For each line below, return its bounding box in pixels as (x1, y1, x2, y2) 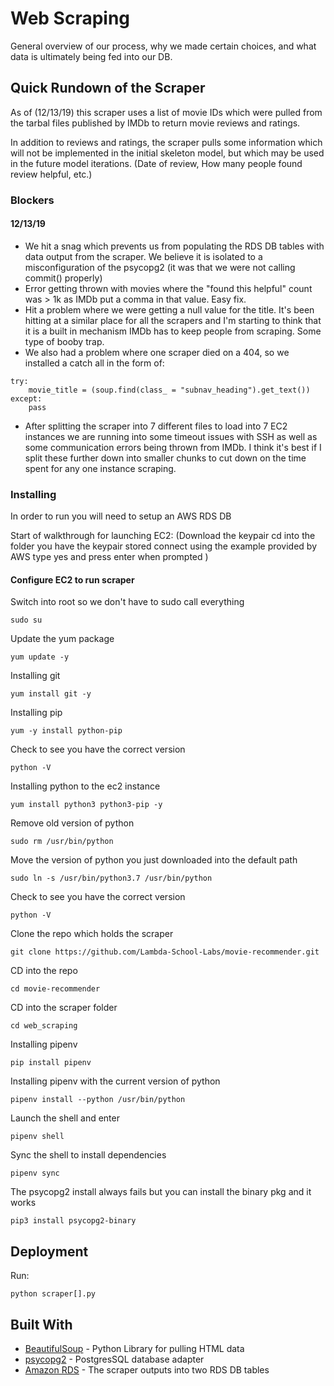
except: (10, 393, 43, 404)
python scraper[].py (10, 1289, 97, 1299)
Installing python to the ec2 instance (10, 780, 161, 792)
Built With (10, 1316, 73, 1333)
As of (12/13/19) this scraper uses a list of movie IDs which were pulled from (10, 106, 323, 118)
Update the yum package (10, 633, 115, 645)
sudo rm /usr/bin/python (10, 837, 114, 847)
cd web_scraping (10, 1021, 78, 1031)
